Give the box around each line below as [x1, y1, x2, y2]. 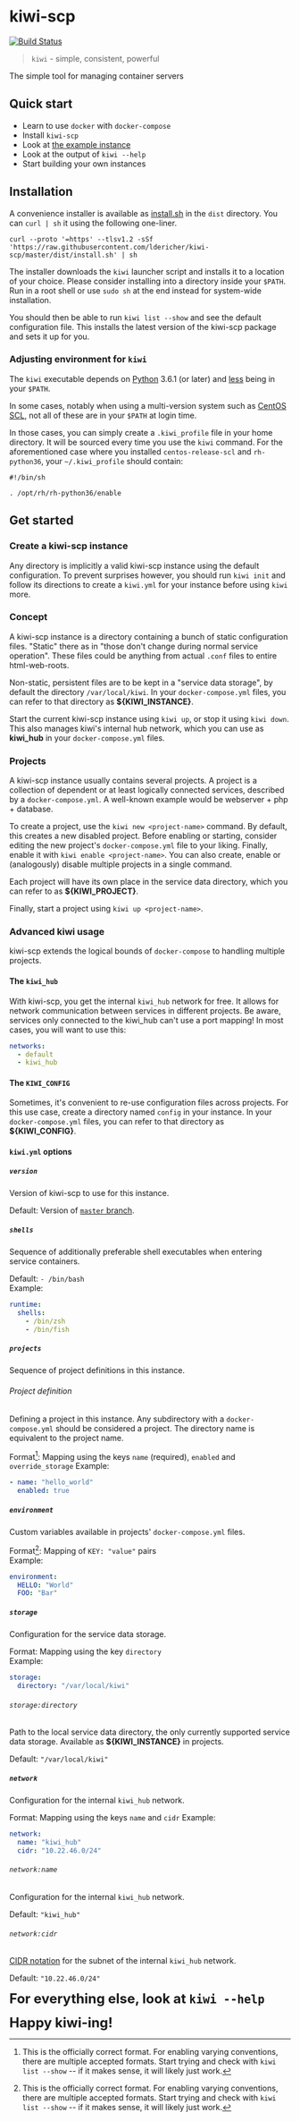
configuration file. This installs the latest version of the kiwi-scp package [9, 321, 277, 332]
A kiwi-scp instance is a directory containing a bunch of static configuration [9, 631, 288, 641]
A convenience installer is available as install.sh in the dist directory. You [9, 208, 279, 218]
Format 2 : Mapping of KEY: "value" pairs [9, 1544, 157, 1556]
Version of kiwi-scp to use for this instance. [9, 1188, 170, 1199]
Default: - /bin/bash [9, 1273, 85, 1284]
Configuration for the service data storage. [9, 1629, 167, 1640]
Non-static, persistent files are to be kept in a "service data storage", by [9, 677, 274, 688]
